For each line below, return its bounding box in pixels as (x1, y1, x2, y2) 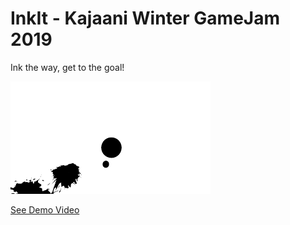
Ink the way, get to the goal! (10, 61, 125, 73)
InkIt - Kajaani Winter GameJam (10, 7, 281, 30)
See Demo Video (10, 203, 80, 216)
